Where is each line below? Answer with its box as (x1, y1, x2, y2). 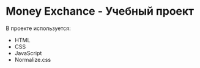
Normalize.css (14, 56, 51, 63)
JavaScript (14, 49, 42, 56)
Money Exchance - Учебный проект (6, 4, 194, 18)
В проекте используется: (6, 25, 71, 32)
